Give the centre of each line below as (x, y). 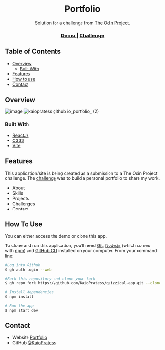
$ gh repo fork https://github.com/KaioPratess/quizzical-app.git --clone (83, 283)
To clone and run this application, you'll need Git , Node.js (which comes (78, 245)
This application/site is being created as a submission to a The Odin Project (81, 173)
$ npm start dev (22, 310)
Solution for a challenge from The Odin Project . (82, 23)
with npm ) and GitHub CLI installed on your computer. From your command (81, 251)
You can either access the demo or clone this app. (56, 236)
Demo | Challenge (82, 35)
